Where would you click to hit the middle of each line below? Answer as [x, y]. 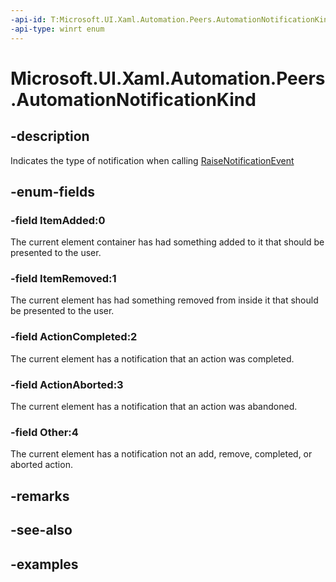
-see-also [41, 530]
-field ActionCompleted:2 [74, 337]
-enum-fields [52, 191]
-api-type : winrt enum [57, 29]
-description [50, 136]
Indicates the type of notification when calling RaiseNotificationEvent [152, 160]
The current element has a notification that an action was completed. [152, 358]
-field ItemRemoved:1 [63, 279]
